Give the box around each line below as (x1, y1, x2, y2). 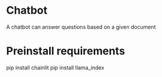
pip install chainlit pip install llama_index (6, 64, 105, 71)
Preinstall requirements (6, 44, 126, 58)
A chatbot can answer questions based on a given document (6, 23, 156, 30)
